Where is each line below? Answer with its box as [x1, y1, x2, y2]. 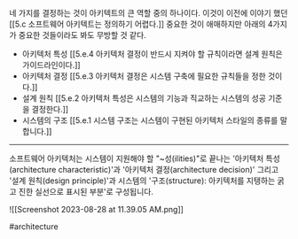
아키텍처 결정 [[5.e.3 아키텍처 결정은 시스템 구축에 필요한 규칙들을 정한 [21, 71, 266, 81]
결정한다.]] [31, 104, 69, 114]
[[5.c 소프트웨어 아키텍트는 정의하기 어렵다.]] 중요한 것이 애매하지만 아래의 [9, 19, 266, 29]
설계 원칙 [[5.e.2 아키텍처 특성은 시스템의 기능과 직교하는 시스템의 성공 [21, 93, 266, 104]
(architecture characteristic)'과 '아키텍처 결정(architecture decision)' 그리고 [9, 165, 279, 174]
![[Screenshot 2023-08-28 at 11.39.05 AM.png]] [9, 204, 184, 214]
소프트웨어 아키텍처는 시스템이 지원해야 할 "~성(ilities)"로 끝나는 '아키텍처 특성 [9, 153, 281, 164]
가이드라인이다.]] [21, 60, 82, 70]
